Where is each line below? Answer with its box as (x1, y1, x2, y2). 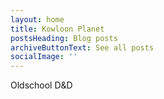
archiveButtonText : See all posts (10, 42, 155, 53)
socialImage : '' (10, 52, 78, 62)
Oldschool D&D (10, 79, 73, 91)
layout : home (10, 14, 65, 25)
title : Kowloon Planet (10, 24, 105, 34)
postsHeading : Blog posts (10, 33, 118, 43)
